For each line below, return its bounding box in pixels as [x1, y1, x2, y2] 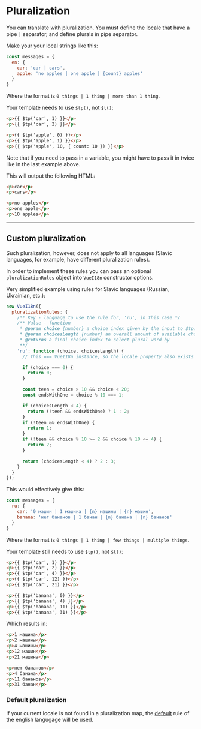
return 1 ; [28, 425, 52, 431]
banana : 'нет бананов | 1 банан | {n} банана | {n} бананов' [17, 514, 172, 520]
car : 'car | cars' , [17, 65, 66, 71]
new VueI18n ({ [6, 303, 42, 310]
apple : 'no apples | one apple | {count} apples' [17, 70, 144, 76]
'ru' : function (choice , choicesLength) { [17, 348, 124, 354]
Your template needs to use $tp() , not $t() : [6, 104, 114, 112]
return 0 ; [28, 370, 52, 376]
